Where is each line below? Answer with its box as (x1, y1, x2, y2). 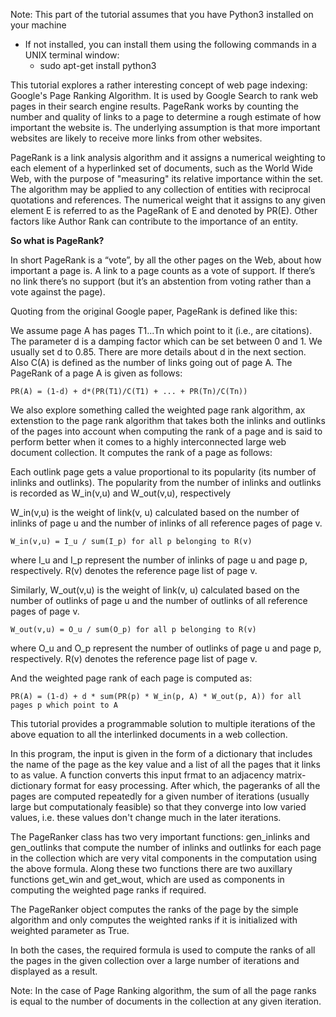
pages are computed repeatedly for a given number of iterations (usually (10, 790, 310, 802)
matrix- (276, 769, 307, 781)
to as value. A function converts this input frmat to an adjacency (10, 769, 275, 781)
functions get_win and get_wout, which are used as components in (10, 874, 285, 885)
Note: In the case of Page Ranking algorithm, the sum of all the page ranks (10, 985, 317, 996)
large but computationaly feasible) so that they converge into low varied (10, 801, 307, 813)
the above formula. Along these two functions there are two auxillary (10, 863, 293, 874)
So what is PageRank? (10, 235, 105, 246)
